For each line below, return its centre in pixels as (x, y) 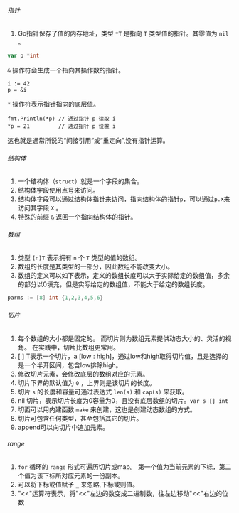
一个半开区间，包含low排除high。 (73, 364)
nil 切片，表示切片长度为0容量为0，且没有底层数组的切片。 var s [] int (123, 400)
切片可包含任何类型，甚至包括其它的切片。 (80, 418)
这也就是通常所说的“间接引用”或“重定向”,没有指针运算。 (88, 141)
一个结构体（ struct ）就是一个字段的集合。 (80, 181)
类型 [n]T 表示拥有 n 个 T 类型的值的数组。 (79, 258)
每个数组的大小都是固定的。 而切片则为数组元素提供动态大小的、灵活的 (121, 338)
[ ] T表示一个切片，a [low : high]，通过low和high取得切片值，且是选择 (119, 356)
